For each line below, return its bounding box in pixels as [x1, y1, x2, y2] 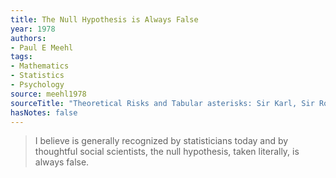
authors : [10, 33, 47, 43]
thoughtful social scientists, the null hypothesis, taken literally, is [34, 146, 300, 158]
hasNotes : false [10, 107, 78, 118]
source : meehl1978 [10, 89, 87, 99]
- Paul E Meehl [10, 42, 74, 53]
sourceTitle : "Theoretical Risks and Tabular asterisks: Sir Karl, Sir [10, 98, 315, 108]
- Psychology [10, 80, 65, 90]
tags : [10, 52, 33, 62]
